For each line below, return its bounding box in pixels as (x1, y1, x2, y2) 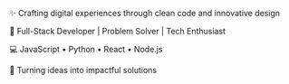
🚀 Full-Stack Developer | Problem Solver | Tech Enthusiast (9, 26, 226, 36)
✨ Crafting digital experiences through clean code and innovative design (9, 8, 281, 18)
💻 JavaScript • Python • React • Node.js (9, 44, 163, 54)
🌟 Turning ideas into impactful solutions (9, 65, 157, 75)
